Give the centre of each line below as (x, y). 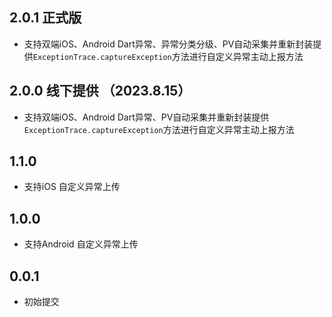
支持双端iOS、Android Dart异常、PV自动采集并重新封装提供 (146, 117)
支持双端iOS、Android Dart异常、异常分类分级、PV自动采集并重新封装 (168, 44)
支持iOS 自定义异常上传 (72, 187)
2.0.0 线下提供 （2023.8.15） (100, 91)
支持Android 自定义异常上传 (81, 244)
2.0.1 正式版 (45, 18)
